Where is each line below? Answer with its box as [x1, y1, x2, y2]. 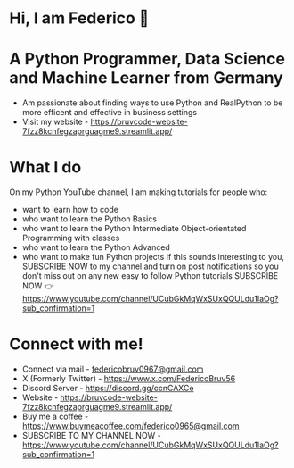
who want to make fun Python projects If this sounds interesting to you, [21, 252, 285, 263]
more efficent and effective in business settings [21, 107, 198, 118]
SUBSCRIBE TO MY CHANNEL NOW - [21, 430, 162, 440]
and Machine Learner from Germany [9, 68, 283, 88]
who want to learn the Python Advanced [21, 242, 171, 253]
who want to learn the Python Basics [21, 213, 158, 224]
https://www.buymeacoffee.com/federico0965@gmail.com [21, 421, 240, 431]
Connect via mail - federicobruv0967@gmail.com [21, 364, 204, 374]
